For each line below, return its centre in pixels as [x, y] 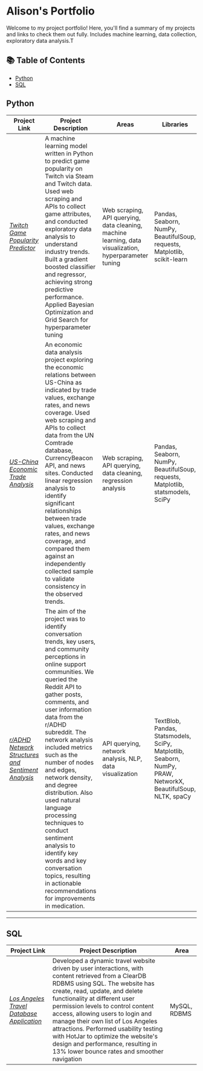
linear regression [69, 480]
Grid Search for [67, 320]
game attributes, [68, 214]
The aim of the [66, 611]
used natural [63, 800]
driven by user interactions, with [98, 968]
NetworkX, [169, 781]
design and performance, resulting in [105, 1044]
